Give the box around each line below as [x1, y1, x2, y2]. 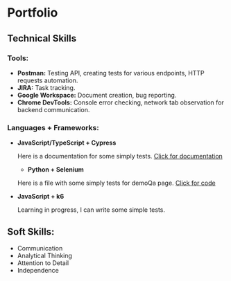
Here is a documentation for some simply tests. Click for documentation [17, 152, 223, 161]
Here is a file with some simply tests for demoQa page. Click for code [17, 179, 216, 188]
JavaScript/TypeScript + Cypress [17, 138, 117, 147]
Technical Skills [7, 33, 77, 44]
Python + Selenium [27, 165, 85, 174]
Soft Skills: [7, 226, 55, 237]
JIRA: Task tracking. [17, 83, 76, 91]
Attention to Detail [17, 258, 69, 267]
